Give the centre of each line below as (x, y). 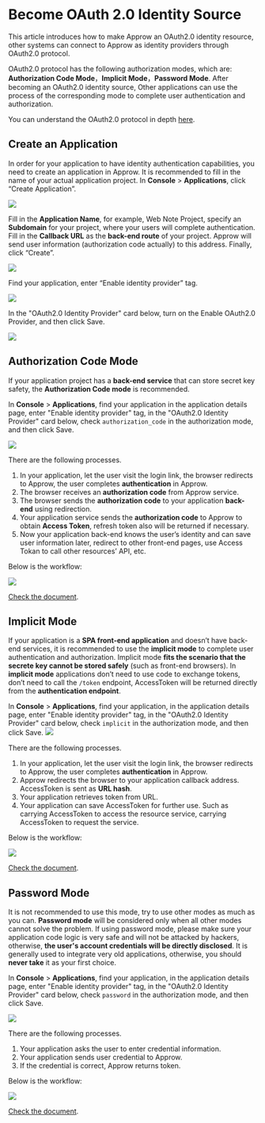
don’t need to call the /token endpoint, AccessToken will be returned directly (133, 683)
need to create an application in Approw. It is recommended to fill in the (125, 171)
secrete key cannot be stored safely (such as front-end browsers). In (122, 666)
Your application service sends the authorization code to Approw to (131, 517)
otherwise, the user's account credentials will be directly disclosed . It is (128, 946)
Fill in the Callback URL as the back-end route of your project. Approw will (130, 236)
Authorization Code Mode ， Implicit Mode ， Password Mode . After (118, 78)
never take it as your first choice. (62, 963)
